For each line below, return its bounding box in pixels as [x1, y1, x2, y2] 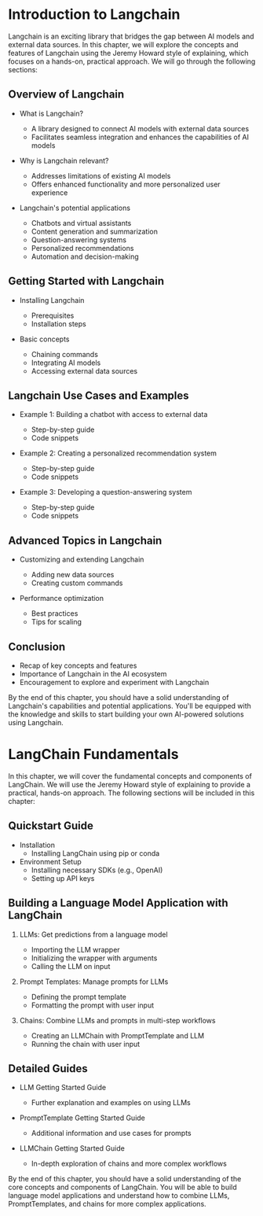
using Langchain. [8, 718, 64, 727]
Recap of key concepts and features [19, 661, 137, 670]
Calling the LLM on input [31, 961, 111, 971]
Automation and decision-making [31, 252, 139, 261]
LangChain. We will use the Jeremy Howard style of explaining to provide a [8, 779, 251, 789]
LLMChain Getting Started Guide [19, 1144, 126, 1153]
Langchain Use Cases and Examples [8, 389, 190, 402]
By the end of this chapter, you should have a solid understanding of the [8, 1174, 242, 1184]
